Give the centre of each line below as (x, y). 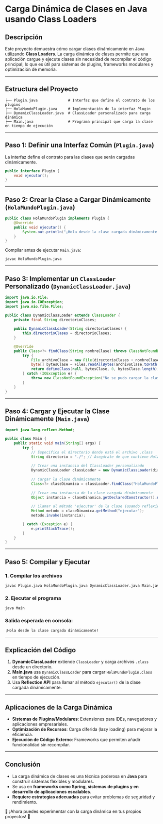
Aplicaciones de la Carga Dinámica (59, 707)
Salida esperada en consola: (39, 620)
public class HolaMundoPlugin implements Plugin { (57, 218)
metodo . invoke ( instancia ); (58, 516)
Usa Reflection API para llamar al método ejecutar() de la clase (76, 682)
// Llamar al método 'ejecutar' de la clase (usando (85, 506)
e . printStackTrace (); (53, 529)
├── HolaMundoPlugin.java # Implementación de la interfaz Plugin (78, 109)
